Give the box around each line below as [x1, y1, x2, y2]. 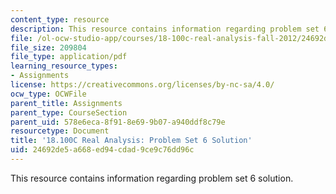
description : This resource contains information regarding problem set [10, 24, 320, 34]
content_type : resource [10, 14, 110, 25]
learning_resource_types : [10, 61, 118, 71]
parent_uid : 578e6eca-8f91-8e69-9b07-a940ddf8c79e [10, 117, 226, 127]
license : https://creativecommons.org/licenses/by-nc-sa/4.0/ [10, 80, 275, 90]
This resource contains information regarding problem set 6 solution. [10, 172, 294, 184]
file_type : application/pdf [10, 52, 128, 62]
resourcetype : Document [10, 126, 110, 136]
